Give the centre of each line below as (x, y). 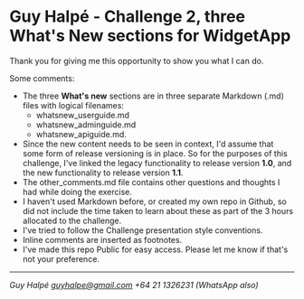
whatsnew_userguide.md (82, 115)
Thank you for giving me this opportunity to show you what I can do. (137, 61)
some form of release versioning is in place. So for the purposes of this (155, 153)
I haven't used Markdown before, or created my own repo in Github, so (154, 201)
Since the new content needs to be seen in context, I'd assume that (148, 144)
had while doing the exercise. (77, 192)
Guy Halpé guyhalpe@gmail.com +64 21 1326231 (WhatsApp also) (134, 285)
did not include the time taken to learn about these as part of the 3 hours (158, 210)
